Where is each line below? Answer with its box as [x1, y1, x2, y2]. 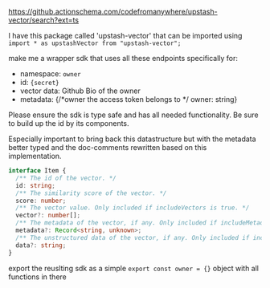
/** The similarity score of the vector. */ [15, 189, 167, 197]
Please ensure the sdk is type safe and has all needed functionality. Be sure [8, 110, 259, 120]
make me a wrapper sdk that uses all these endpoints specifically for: [8, 54, 239, 63]
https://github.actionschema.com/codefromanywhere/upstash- [8, 7, 219, 16]
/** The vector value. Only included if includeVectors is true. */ [15, 204, 250, 212]
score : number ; [15, 197, 67, 205]
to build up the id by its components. [8, 119, 130, 128]
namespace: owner [19, 69, 82, 79]
